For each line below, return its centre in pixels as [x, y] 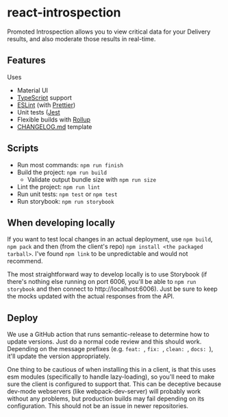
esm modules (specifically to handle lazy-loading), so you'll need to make [111, 377]
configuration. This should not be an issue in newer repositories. [98, 406]
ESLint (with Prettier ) [46, 105]
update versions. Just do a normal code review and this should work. [104, 342]
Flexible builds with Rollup [54, 119]
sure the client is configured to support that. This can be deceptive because [114, 384]
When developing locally [61, 223]
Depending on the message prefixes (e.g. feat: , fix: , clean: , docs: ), [110, 349]
